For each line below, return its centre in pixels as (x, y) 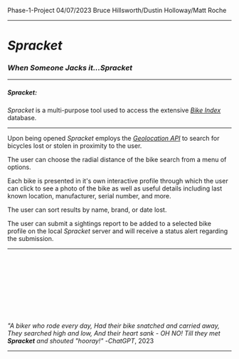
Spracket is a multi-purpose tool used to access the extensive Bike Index (114, 110)
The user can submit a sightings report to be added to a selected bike (110, 224)
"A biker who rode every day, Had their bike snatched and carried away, (113, 326)
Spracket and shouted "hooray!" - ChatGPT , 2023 (81, 341)
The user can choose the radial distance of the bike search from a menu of (117, 160)
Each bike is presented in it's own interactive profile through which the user (118, 181)
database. (22, 118)
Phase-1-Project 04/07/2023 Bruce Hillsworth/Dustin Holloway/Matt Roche (117, 10)
